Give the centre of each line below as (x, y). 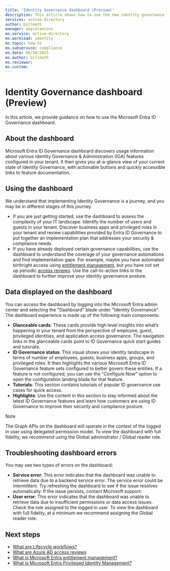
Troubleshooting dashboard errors (61, 453)
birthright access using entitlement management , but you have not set (86, 265)
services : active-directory (35, 19)
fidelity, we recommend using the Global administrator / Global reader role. (83, 437)
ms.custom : (17, 67)
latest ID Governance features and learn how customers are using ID (84, 401)
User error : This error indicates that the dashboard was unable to (81, 497)
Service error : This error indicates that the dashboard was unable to (84, 475)
